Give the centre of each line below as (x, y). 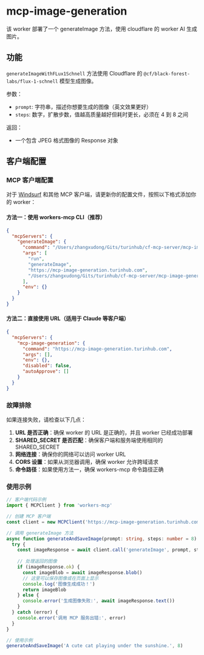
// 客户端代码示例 (26, 500)
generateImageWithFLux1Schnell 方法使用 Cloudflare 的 (74, 73)
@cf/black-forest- (167, 74)
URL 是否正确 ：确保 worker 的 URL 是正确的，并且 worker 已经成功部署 (104, 433)
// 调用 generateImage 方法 (40, 533)
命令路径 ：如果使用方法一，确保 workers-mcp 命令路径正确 (89, 469)
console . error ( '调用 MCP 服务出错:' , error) (72, 618)
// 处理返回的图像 (37, 561)
